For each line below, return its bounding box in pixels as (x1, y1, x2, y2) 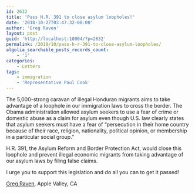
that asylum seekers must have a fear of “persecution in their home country (6, 121, 189, 128)
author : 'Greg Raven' (6, 25, 59, 31)
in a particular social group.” (6, 134, 75, 140)
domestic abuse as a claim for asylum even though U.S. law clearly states (6, 115, 184, 121)
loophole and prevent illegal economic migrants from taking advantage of (6, 151, 184, 158)
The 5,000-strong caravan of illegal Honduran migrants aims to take (6, 96, 170, 103)
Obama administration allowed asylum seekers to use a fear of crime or (6, 108, 179, 115)
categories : (6, 58, 35, 64)
